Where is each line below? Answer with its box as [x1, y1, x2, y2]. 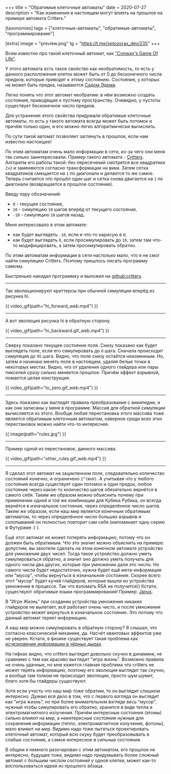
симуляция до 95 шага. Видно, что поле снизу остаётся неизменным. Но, [5, 353, 164, 359]
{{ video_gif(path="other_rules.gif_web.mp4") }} [5, 455, 106, 462]
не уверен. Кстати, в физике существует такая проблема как [5, 636, 138, 641]
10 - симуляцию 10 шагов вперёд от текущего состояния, [12, 206, 137, 212]
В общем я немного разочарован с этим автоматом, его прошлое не [5, 746, 155, 753]
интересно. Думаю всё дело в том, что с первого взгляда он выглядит [5, 693, 159, 699]
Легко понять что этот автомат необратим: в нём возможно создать [5, 92, 155, 98]
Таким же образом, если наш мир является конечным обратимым [5, 508, 151, 514]
